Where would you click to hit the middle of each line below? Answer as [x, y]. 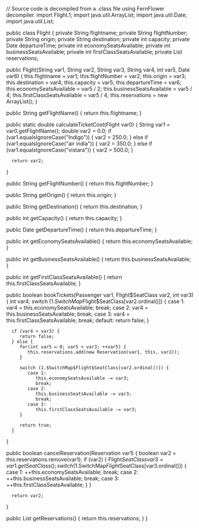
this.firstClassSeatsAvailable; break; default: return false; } [78, 320]
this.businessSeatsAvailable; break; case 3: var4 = [68, 314]
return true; [35, 425]
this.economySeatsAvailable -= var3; [82, 378]
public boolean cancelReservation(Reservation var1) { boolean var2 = [91, 453]
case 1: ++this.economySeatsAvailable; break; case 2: [72, 472]
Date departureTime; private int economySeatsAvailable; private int [88, 45]
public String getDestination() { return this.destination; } [74, 206]
